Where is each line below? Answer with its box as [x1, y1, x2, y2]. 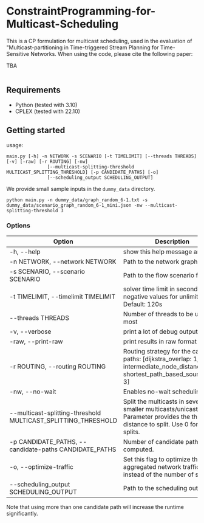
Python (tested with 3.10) [15, 101, 78, 108]
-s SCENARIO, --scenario [9, 267, 85, 275]
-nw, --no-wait [9, 387, 56, 396]
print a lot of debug [123, 327, 178, 336]
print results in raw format [123, 337, 197, 345]
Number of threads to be [123, 310, 194, 318]
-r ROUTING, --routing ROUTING [9, 362, 106, 370]
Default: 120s [123, 300, 163, 308]
